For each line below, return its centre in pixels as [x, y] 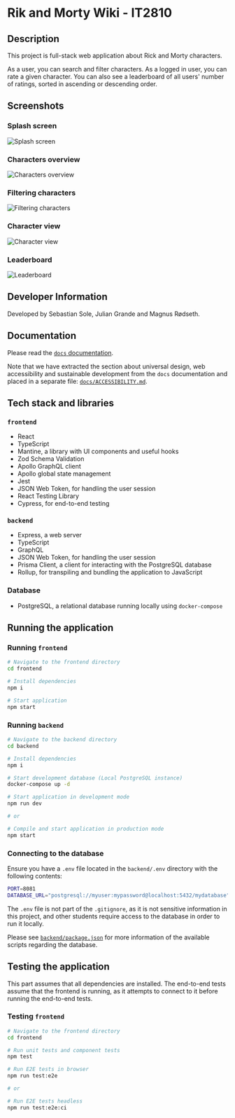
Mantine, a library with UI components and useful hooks [98, 451]
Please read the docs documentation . [60, 352]
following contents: [35, 876]
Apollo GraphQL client [49, 467]
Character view [34, 226]
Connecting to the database [56, 853]
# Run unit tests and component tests [64, 1050]
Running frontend [37, 648]
